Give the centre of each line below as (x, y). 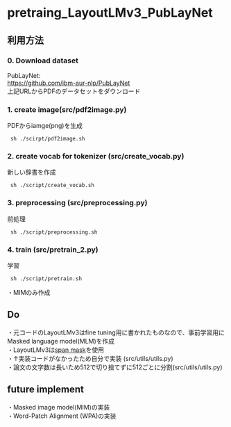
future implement (46, 390)
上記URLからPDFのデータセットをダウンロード (74, 91)
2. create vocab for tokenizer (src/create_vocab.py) (96, 156)
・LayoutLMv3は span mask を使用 (55, 350)
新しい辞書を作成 (32, 172)
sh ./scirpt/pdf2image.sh (48, 139)
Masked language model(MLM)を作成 (61, 341)
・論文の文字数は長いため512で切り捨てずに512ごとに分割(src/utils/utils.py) (115, 367)
